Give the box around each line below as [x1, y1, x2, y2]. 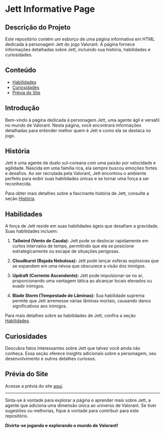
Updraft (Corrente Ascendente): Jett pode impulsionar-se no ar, [12, 272, 143, 279]
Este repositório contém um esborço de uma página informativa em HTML [5, 36, 155, 42]
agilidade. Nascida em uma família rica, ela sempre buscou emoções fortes [5, 165, 157, 171]
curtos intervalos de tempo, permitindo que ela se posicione [12, 243, 134, 249]
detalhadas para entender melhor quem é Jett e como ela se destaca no [5, 127, 151, 133]
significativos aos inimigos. [12, 303, 67, 309]
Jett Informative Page [5, 3, 95, 15]
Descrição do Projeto [5, 23, 71, 32]
